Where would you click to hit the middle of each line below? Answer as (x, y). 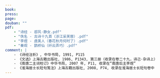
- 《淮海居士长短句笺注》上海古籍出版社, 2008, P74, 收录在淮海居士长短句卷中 (84, 68)
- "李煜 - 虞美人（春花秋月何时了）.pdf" (51, 41)
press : (12, 14)
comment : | (16, 50)
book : (10, 9)
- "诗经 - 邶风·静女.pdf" (38, 32)
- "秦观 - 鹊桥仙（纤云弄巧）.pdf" (46, 46)
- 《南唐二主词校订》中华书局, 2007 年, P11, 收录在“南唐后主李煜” (75, 63)
